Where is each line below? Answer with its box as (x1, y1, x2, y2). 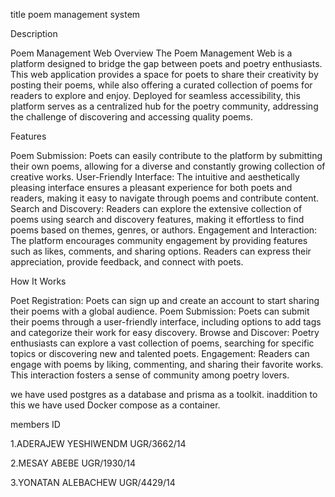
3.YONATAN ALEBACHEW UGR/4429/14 (10, 477, 176, 488)
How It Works (10, 275, 67, 287)
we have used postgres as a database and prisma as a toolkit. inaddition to (10, 389, 318, 400)
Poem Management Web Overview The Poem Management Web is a (10, 47, 293, 59)
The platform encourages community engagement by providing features (10, 235, 308, 246)
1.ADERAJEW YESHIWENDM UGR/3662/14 (10, 438, 187, 449)
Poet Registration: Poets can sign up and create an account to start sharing (10, 295, 320, 306)
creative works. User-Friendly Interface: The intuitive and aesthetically (10, 171, 300, 183)
